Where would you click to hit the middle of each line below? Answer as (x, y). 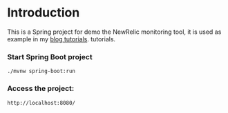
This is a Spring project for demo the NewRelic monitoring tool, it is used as (114, 32)
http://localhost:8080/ (41, 103)
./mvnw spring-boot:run (41, 71)
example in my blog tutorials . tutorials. (61, 39)
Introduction (44, 13)
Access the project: (41, 89)
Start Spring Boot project (50, 56)
